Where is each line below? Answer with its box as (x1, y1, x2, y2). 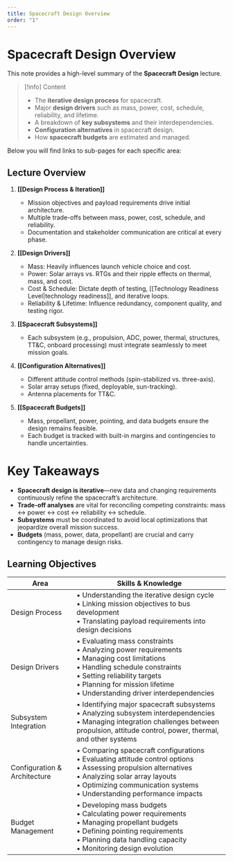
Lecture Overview (7, 167, 87, 178)
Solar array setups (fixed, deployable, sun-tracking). (27, 382, 178, 391)
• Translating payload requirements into (76, 616, 206, 625)
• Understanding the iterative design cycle (76, 591, 214, 600)
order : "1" (7, 17, 39, 24)
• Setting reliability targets (76, 671, 162, 680)
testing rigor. (27, 307, 64, 315)
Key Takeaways (7, 463, 100, 479)
